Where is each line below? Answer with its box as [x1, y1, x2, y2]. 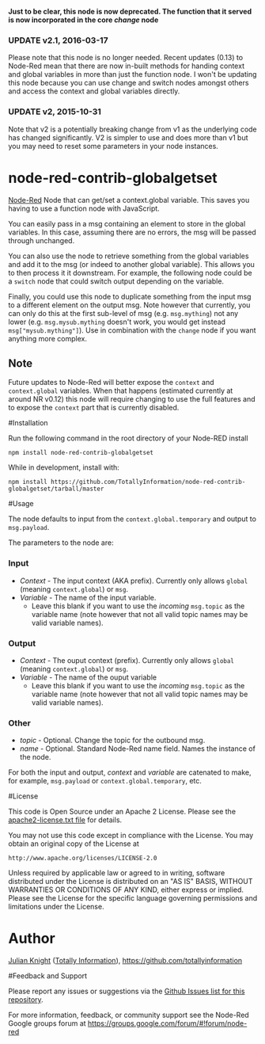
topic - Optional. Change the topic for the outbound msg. [19, 736, 206, 745]
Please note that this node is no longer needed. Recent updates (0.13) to [8, 53, 244, 63]
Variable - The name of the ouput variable [19, 673, 157, 682]
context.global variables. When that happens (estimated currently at [8, 386, 233, 395]
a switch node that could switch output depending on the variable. [8, 276, 224, 286]
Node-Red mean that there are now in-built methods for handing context [8, 61, 245, 70]
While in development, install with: [8, 463, 120, 472]
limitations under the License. [8, 902, 104, 912]
